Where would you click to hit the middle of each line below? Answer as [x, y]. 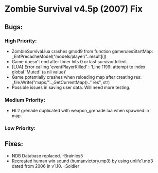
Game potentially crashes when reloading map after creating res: [77, 77]
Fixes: [14, 144]
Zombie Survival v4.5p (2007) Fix [74, 9]
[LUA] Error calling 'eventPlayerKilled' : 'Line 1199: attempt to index [79, 67]
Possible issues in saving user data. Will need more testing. [71, 87]
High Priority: [21, 41]
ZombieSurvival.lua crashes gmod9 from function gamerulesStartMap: [82, 51]
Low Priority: [20, 128]
